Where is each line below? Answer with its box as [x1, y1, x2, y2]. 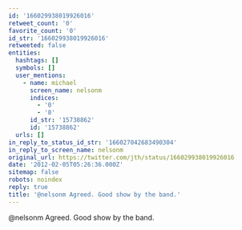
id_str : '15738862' [29, 116, 95, 124]
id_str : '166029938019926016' [8, 34, 110, 42]
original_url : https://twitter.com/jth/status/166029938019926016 [8, 153, 235, 161]
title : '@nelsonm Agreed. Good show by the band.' [8, 190, 181, 199]
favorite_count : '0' [8, 26, 78, 34]
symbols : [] [15, 64, 56, 72]
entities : [8, 49, 42, 57]
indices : [29, 94, 59, 102]
